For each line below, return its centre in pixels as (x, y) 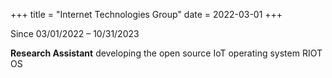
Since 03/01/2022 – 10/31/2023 (75, 33)
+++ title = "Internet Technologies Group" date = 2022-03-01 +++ (146, 14)
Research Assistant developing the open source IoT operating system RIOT (166, 53)
